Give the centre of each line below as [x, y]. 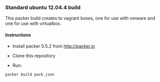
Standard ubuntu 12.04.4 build [43, 7]
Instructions [18, 35]
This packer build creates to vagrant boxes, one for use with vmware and [80, 18]
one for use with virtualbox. [33, 23]
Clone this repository [34, 56]
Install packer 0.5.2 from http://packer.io [54, 46]
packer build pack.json [30, 74]
